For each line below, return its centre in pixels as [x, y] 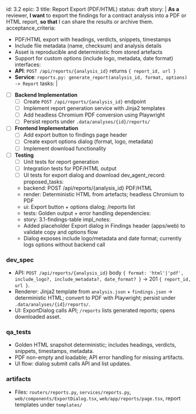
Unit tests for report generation [61, 161]
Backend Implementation [46, 95]
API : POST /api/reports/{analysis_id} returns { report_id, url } [95, 71]
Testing [24, 155]
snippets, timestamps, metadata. [54, 351]
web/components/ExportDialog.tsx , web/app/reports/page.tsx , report [97, 398]
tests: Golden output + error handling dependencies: [87, 213]
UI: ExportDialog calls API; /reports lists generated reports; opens [95, 310]
